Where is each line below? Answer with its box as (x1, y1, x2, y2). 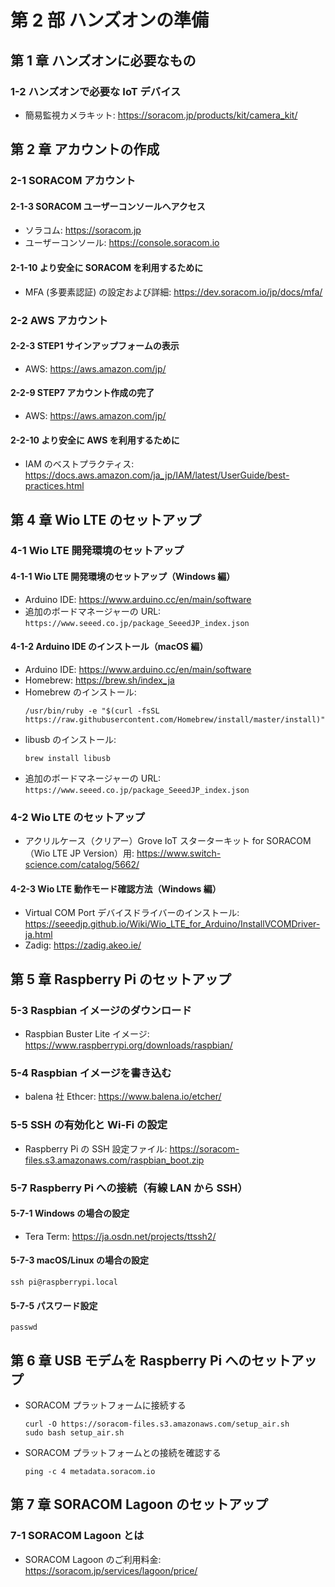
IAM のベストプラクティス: (24, 458, 135, 470)
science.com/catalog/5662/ (24, 859, 140, 871)
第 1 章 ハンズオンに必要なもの (10, 52, 197, 69)
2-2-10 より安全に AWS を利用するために (10, 434, 180, 446)
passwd (10, 1322, 38, 1333)
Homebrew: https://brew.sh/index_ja (24, 674, 175, 686)
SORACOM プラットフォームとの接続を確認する (24, 1446, 222, 1458)
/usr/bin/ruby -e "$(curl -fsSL (24, 706, 160, 716)
